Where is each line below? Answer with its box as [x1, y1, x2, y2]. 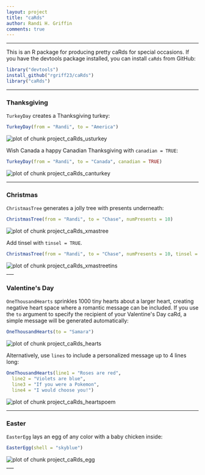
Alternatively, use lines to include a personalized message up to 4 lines [6, 352, 187, 359]
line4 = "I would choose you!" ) [12, 387, 95, 393]
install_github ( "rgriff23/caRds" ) [6, 73, 95, 79]
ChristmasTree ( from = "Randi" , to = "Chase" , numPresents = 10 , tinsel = [6, 251, 198, 257]
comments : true [6, 26, 45, 32]
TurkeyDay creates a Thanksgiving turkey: [6, 112, 110, 120]
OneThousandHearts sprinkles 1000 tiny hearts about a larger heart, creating [6, 297, 194, 305]
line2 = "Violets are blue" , [12, 376, 86, 382]
